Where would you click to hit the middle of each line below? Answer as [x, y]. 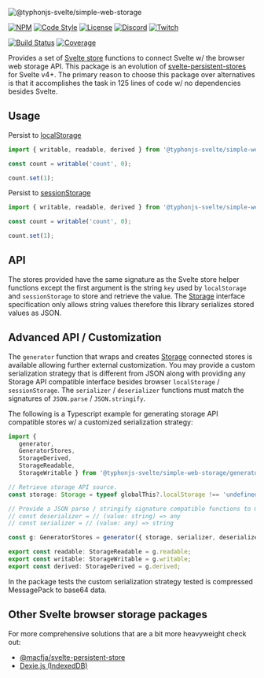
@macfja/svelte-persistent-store [72, 657]
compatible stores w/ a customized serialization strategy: [101, 422]
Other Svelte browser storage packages [108, 615]
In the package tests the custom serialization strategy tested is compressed [131, 581]
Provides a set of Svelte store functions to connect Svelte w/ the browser [126, 58]
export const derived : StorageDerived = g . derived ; [94, 566]
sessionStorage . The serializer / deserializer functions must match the [126, 390]
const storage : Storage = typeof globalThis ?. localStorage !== [114, 495]
